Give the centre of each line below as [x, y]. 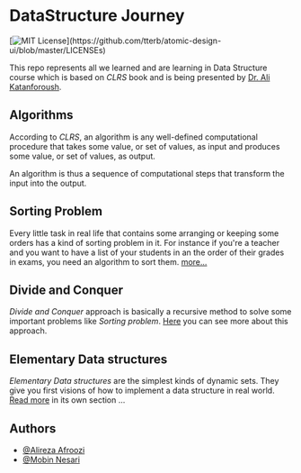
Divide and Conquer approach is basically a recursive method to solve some [150, 312]
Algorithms [41, 115]
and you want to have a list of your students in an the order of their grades [147, 252]
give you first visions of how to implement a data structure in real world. [142, 391]
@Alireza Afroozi [53, 450]
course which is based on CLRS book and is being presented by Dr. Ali [140, 77]
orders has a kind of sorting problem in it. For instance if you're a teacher [145, 242]
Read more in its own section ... [67, 400]
